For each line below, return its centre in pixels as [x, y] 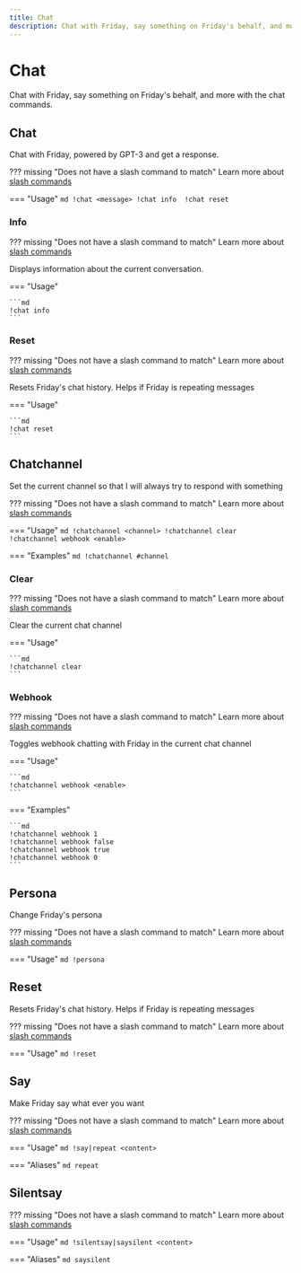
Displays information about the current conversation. [107, 268]
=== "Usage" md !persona [57, 959]
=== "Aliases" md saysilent [60, 1259]
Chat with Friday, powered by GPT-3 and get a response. [114, 154]
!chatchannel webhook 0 [54, 858]
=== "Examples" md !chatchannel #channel [89, 555]
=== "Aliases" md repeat [54, 1164]
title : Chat [31, 18]
